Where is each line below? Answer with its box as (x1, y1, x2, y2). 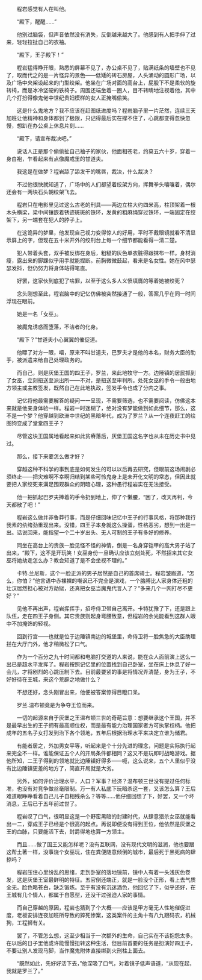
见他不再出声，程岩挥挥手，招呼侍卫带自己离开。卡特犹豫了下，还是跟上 (16, 605, 196, 612)
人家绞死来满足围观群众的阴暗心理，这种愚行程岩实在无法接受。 (16, 481, 175, 488)
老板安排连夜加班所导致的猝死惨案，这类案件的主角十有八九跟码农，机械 (16, 912, 196, 919)
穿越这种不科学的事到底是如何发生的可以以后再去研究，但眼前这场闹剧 (16, 466, 191, 473)
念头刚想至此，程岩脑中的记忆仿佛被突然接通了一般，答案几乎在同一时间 (16, 290, 196, 297)
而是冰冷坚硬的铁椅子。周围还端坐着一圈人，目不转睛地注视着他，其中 (22, 87, 196, 93)
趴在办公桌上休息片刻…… (22, 122, 84, 129)
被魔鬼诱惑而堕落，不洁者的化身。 (16, 323, 101, 330)
